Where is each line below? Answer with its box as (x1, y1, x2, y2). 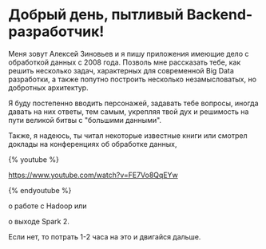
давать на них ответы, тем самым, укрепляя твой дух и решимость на (8, 106, 249, 117)
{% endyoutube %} (8, 185, 72, 195)
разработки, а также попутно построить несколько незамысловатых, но (8, 74, 257, 84)
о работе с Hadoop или (8, 201, 87, 211)
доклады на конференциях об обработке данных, (8, 139, 177, 148)
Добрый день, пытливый (8, 6, 184, 24)
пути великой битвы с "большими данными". (8, 115, 162, 125)
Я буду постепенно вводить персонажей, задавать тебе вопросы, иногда (8, 98, 259, 108)
